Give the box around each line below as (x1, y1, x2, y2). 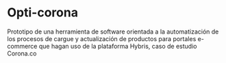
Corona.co (7, 49, 37, 58)
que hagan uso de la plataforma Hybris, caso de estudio (38, 42, 197, 50)
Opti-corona (7, 5, 79, 21)
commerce (7, 42, 38, 50)
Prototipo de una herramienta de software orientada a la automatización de (7, 27, 219, 36)
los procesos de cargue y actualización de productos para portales (7, 34, 197, 42)
